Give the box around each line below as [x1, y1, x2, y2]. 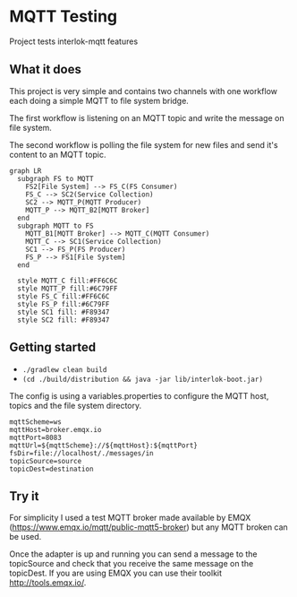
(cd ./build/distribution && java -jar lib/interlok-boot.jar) [21, 375, 264, 384]
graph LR [9, 166, 42, 176]
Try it [9, 489, 39, 504]
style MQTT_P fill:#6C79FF [17, 284, 118, 293]
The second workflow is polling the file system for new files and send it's [9, 139, 279, 150]
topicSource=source [9, 456, 82, 465]
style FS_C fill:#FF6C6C [17, 291, 110, 301]
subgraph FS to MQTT [17, 174, 94, 183]
